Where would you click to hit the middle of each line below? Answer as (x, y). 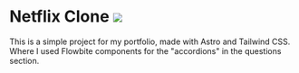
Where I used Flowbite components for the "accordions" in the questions (145, 50)
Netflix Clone (60, 17)
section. (24, 60)
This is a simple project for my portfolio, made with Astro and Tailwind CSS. (150, 41)
